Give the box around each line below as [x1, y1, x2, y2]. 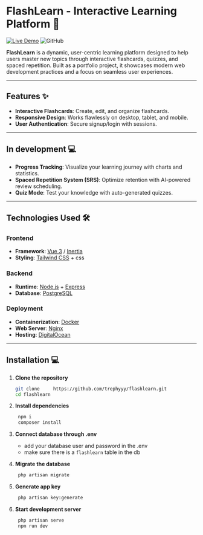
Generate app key [14, 483, 61, 490]
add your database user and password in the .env [24, 443, 148, 450]
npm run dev [18, 523, 48, 529]
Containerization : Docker [14, 318, 80, 325]
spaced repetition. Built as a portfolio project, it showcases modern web [6, 62, 185, 69]
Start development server [14, 505, 82, 513]
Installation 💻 [6, 355, 60, 365]
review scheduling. [14, 183, 62, 190]
